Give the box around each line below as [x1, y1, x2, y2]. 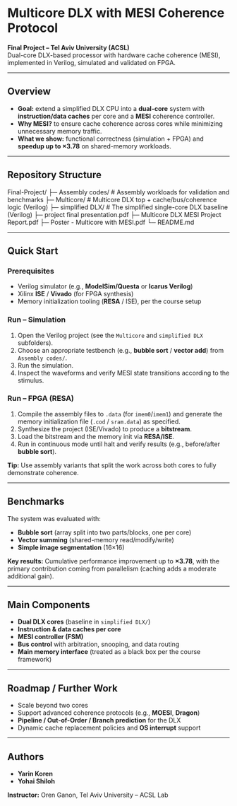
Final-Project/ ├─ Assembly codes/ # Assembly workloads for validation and [7, 187, 230, 196]
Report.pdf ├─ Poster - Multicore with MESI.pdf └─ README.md [7, 218, 195, 226]
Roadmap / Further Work [7, 682, 118, 694]
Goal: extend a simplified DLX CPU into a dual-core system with [17, 104, 205, 112]
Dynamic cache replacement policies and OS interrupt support [17, 723, 201, 732]
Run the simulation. [17, 361, 74, 369]
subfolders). [17, 338, 54, 347]
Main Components [7, 599, 90, 611]
